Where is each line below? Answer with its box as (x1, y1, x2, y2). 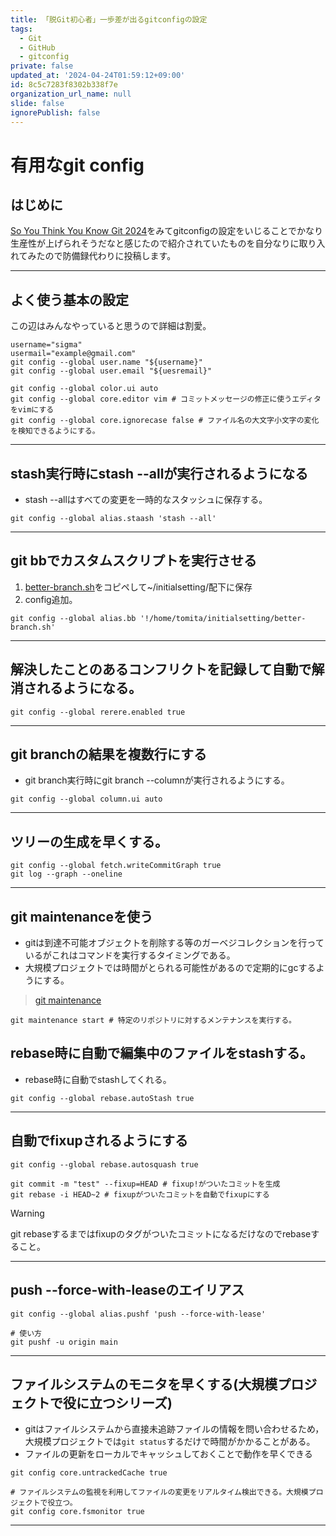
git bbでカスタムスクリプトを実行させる (10, 552, 258, 570)
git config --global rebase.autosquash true (10, 1159, 199, 1170)
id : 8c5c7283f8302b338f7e (10, 80, 118, 90)
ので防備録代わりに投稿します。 (44, 250, 177, 262)
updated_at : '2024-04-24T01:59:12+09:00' (10, 71, 186, 81)
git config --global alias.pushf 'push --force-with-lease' (10, 1309, 267, 1319)
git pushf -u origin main (10, 1337, 118, 1347)
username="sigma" (10, 340, 83, 350)
